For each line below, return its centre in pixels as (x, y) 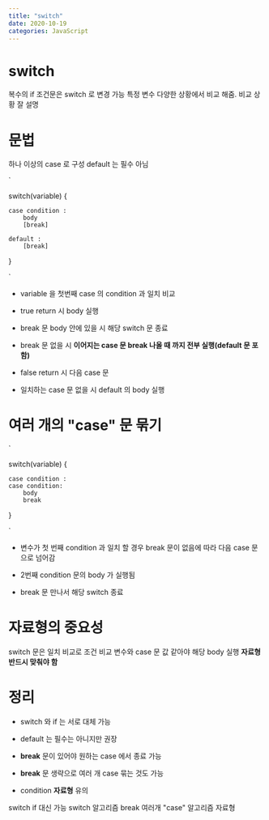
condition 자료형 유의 (54, 791)
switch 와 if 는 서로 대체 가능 (65, 722)
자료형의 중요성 (56, 628)
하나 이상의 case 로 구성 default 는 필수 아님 (79, 164)
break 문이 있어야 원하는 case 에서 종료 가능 (91, 756)
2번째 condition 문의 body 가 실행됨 (77, 575)
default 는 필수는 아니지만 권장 (68, 739)
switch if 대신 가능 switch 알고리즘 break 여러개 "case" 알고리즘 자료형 (122, 808)
